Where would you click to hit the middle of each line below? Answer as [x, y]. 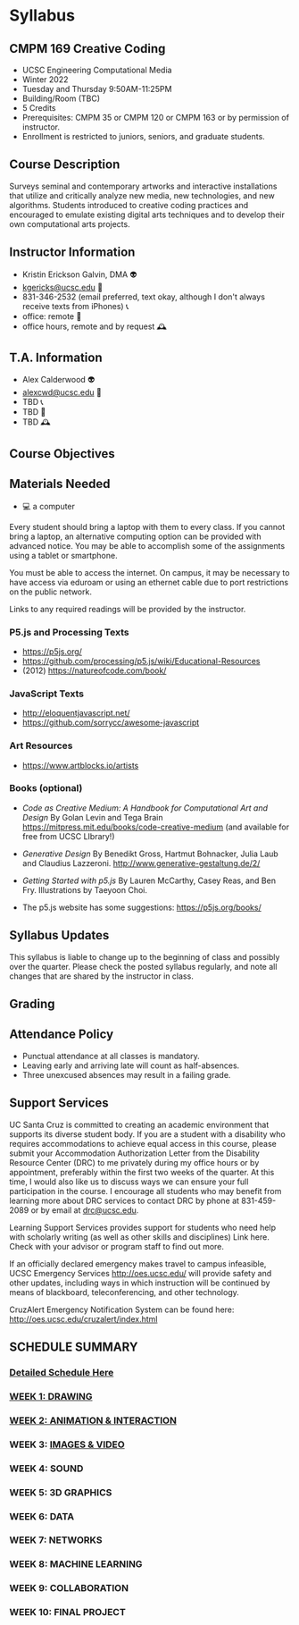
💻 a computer [49, 506]
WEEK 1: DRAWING [51, 1396]
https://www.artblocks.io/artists [80, 765]
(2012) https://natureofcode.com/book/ [94, 670]
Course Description [65, 165]
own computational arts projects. [70, 223]
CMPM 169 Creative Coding [87, 49]
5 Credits [39, 108]
